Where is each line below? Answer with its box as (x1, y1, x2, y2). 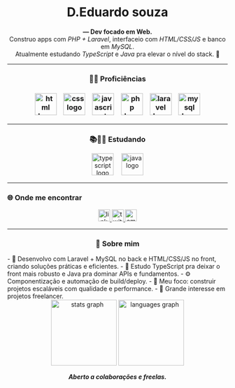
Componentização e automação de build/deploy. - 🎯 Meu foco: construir (7, 277, 216, 286)
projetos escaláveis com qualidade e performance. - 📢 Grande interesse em (7, 285, 226, 293)
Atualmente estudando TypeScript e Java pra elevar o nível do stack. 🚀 (15, 50, 220, 58)
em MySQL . (100, 42, 135, 51)
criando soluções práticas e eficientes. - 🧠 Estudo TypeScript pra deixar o (7, 262, 220, 271)
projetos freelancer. (7, 292, 64, 300)
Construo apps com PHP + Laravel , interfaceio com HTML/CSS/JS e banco (9, 34, 226, 43)
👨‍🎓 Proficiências (88, 74, 147, 83)
